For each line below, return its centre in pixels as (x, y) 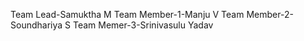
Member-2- (270, 14)
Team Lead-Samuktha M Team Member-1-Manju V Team (127, 14)
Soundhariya (36, 25)
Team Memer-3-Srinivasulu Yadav (143, 25)
